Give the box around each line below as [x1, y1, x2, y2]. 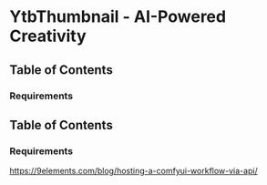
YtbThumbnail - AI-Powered [9, 6, 226, 27]
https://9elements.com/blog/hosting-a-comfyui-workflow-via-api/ [9, 166, 258, 177]
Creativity [9, 26, 87, 46]
